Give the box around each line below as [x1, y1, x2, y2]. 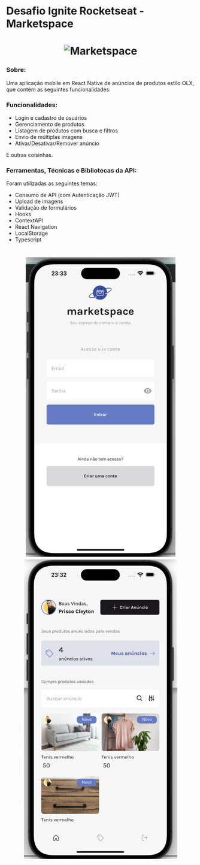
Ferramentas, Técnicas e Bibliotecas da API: [6, 166, 137, 174]
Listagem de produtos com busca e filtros [14, 127, 119, 134]
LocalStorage [14, 229, 49, 237]
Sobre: [6, 66, 26, 74]
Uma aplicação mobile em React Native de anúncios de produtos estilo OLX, [6, 79, 195, 86]
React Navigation [14, 223, 57, 231]
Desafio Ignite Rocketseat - [6, 4, 145, 18]
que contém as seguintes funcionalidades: [6, 86, 111, 93]
